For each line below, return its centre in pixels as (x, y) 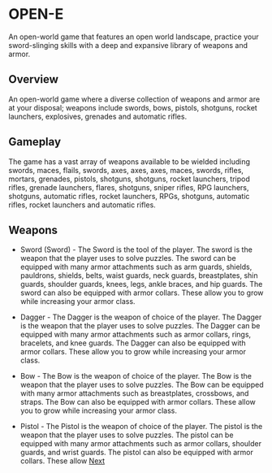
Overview (34, 79)
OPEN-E (36, 14)
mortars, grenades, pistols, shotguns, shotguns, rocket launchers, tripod (129, 179)
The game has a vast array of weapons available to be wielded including (129, 161)
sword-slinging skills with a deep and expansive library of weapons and (128, 45)
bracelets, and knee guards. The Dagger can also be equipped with (133, 343)
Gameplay (35, 142)
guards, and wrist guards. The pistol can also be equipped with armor (136, 453)
